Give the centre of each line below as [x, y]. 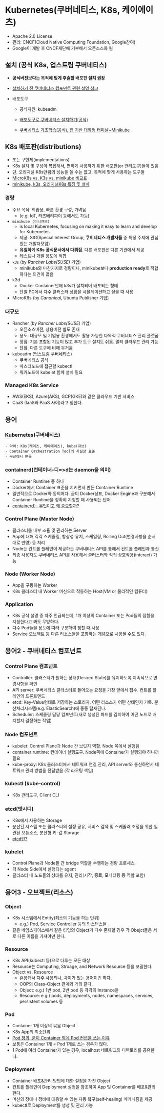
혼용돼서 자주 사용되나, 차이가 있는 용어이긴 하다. [66, 978]
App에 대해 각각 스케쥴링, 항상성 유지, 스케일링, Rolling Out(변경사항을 [79, 536]
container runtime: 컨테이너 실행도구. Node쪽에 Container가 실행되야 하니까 [85, 752]
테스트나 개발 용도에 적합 [43, 256]
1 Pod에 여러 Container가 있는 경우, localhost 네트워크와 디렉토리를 [77, 1050]
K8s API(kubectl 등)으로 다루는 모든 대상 [51, 961]
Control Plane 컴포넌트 [31, 666]
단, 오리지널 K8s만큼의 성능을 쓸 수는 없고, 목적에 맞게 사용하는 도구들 [78, 172]
